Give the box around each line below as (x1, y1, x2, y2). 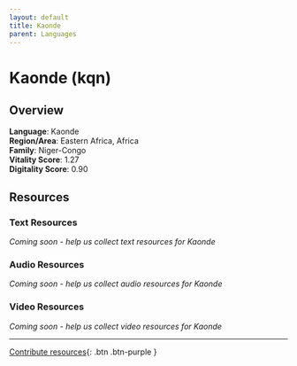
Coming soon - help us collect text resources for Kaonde (9, 237, 216, 247)
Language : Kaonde (9, 126, 80, 137)
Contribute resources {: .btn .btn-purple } (9, 347, 157, 357)
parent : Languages (9, 29, 77, 38)
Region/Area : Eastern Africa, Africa (9, 136, 140, 146)
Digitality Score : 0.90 (9, 164, 88, 175)
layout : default (9, 12, 69, 22)
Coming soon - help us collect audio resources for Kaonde (9, 278, 223, 289)
